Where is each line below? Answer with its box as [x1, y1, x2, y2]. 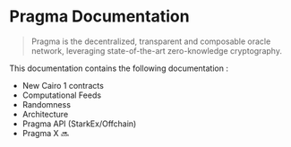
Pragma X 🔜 [21, 127, 70, 138]
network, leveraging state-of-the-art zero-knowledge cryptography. [30, 45, 282, 56]
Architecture [21, 108, 69, 119]
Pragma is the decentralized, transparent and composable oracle [30, 36, 271, 47]
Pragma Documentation [9, 6, 190, 27]
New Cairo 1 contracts [21, 80, 105, 91]
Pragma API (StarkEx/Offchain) [21, 118, 137, 129]
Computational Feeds [21, 90, 101, 100]
